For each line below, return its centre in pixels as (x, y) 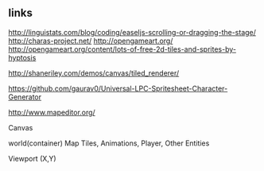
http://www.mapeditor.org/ (52, 112)
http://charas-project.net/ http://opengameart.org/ (91, 41)
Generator (25, 97)
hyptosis (22, 57)
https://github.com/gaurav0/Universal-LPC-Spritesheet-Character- (118, 88)
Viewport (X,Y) (33, 158)
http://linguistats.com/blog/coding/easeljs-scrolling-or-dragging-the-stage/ (132, 32)
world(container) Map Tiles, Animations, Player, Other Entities (109, 143)
